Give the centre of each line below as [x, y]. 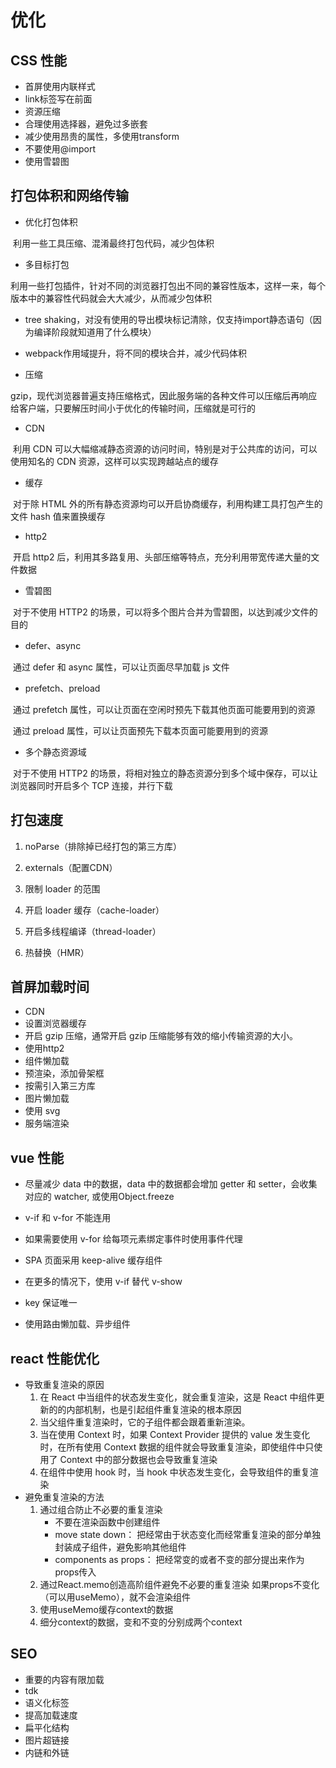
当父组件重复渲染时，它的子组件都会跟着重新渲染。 [145, 1422]
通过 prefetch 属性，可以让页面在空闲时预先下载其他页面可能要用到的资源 [164, 709]
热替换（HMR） [57, 952]
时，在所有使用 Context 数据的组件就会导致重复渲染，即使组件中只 [177, 1447]
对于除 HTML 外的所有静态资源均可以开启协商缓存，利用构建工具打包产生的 [167, 503]
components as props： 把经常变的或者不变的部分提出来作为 [179, 1560]
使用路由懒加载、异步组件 [77, 1324]
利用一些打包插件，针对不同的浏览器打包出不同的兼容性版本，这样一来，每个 [168, 285]
